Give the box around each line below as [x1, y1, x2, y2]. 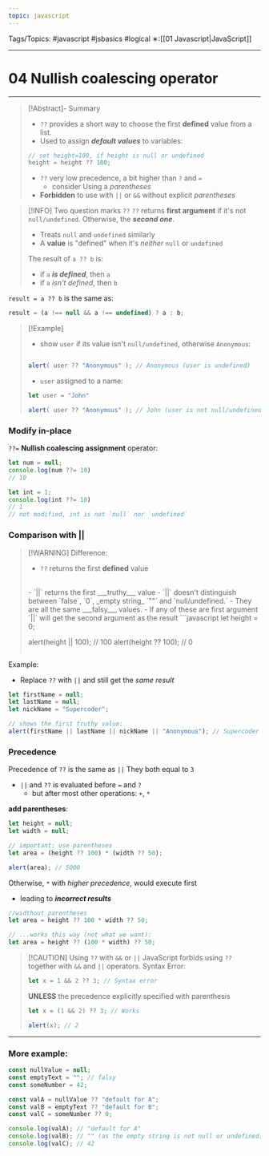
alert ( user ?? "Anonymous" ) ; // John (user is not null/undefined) [27, 406, 266, 414]
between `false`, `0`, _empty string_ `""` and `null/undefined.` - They [27, 596, 252, 605]
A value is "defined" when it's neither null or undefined [39, 238, 223, 249]
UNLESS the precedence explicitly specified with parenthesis [27, 991, 231, 1000]
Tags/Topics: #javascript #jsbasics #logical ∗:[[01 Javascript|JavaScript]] [8, 34, 252, 43]
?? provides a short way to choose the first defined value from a [39, 119, 252, 128]
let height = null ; [8, 819, 74, 828]
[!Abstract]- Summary [27, 103, 101, 113]
